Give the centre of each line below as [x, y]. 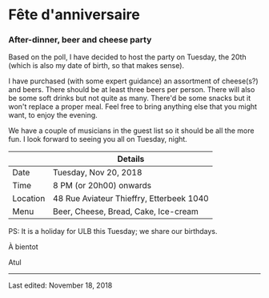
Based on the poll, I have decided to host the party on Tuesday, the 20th [127, 57]
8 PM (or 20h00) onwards [102, 186]
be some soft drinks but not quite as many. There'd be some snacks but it [130, 99]
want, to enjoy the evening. [53, 115]
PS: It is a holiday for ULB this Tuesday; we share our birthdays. [113, 232]
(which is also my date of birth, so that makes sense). [96, 66]
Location [29, 199]
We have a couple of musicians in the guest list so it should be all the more [131, 131]
